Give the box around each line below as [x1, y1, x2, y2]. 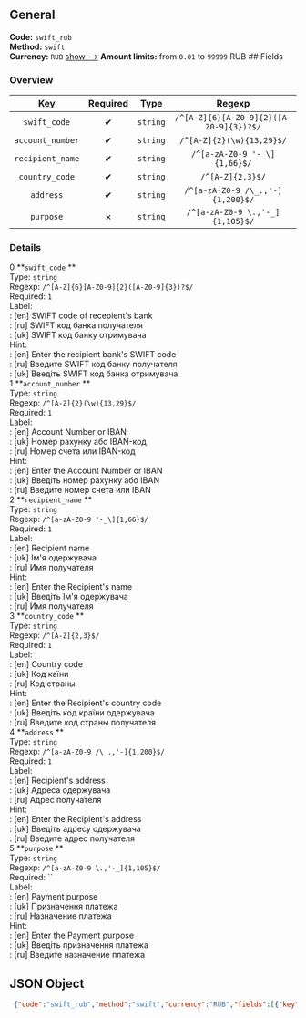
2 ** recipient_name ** [9, 494, 93, 505]
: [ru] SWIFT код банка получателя [9, 320, 143, 331]
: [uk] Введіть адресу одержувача [9, 824, 141, 835]
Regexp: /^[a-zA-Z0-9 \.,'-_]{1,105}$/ [9, 862, 161, 873]
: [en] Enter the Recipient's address [9, 814, 142, 825]
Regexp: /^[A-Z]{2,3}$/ [9, 630, 100, 641]
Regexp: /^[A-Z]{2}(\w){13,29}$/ [9, 397, 137, 408]
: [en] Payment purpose [9, 891, 98, 902]
